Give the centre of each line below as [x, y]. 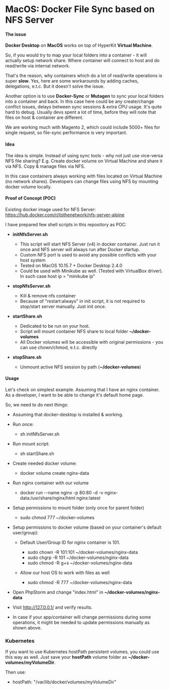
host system [33, 260]
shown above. [27, 628]
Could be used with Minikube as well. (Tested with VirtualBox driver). [92, 271]
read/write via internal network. [38, 66]
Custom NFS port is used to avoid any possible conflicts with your [88, 255]
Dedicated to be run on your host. [55, 326]
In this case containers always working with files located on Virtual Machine [84, 176]
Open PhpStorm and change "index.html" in [58, 592]
